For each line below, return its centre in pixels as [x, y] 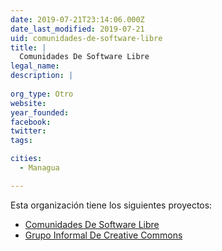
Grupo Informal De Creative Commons [103, 235]
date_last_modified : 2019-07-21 [77, 29]
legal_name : [35, 66]
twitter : [28, 131]
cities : [26, 159]
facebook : [31, 122]
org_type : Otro [42, 94]
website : [28, 103]
